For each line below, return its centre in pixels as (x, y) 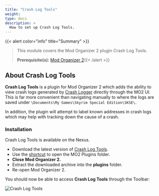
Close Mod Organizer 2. (37, 160)
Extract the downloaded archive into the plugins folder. (67, 165)
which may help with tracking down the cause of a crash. (62, 117)
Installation (19, 129)
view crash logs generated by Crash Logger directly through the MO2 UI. (78, 92)
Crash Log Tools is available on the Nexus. (48, 140)
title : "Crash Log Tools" (31, 9)
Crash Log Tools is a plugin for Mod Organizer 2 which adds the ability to (78, 87)
